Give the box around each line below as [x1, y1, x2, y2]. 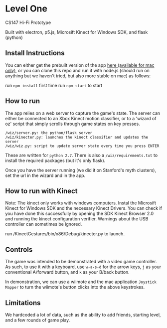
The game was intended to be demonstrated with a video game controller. [5, 259, 157, 265]
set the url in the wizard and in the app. [5, 172, 86, 178]
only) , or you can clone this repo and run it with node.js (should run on [5, 67, 150, 73]
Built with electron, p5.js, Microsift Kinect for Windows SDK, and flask [5, 29, 148, 35]
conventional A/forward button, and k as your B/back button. [5, 269, 130, 275]
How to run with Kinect [5, 186, 78, 195]
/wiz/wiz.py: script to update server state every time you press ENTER [5, 143, 160, 149]
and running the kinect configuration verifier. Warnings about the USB [5, 216, 149, 222]
